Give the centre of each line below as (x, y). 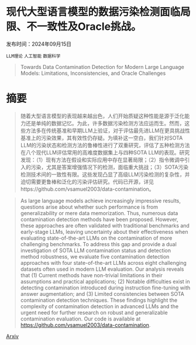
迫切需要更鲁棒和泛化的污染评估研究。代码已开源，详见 (87, 181)
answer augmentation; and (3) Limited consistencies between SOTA (102, 294)
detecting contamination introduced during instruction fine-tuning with (105, 288)
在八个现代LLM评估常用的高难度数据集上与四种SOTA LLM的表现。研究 (105, 152)
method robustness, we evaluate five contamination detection (95, 256)
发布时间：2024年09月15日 (39, 44)
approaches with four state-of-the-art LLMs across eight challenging (104, 263)
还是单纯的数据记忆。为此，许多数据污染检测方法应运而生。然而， (105, 123)
